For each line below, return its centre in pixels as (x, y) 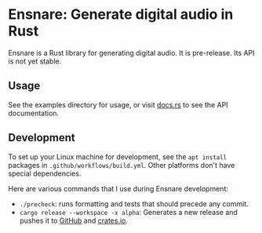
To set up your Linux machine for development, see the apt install (118, 157)
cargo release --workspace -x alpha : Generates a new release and (128, 212)
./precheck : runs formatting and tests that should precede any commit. (134, 204)
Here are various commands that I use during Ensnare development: (118, 188)
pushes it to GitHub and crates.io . (73, 220)
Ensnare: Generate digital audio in (121, 15)
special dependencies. (45, 173)
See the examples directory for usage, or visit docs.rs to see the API (118, 104)
